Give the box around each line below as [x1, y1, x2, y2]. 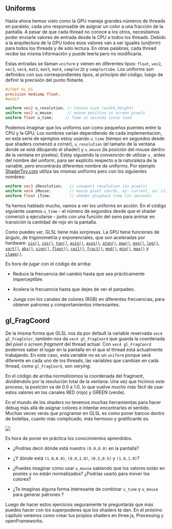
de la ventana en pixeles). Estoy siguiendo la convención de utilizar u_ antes [5, 152, 165, 158]
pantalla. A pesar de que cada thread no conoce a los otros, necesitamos [5, 28, 160, 35]
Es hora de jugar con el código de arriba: [5, 261, 92, 267]
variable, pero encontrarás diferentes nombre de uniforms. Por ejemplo [5, 163, 156, 169]
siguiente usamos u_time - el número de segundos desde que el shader [5, 208, 157, 214]
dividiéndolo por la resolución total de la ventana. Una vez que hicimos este [5, 378, 165, 385]
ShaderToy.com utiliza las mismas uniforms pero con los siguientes [5, 168, 147, 174]
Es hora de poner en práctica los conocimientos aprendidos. [5, 435, 133, 441]
